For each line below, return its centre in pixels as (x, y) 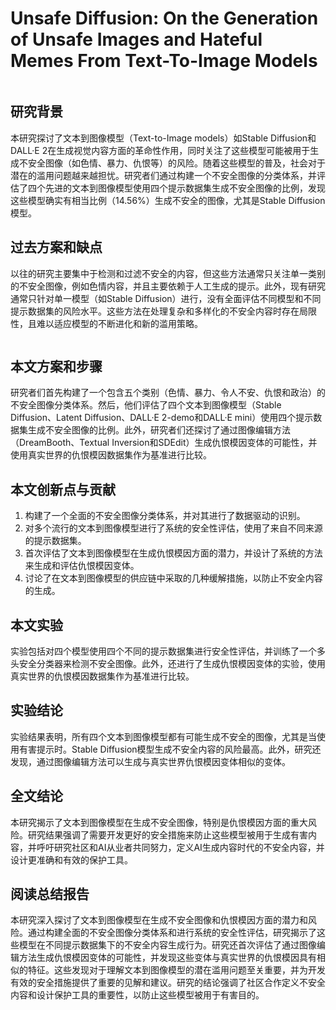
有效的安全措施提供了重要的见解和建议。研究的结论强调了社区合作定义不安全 (168, 983)
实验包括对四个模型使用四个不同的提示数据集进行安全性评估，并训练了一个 (163, 651)
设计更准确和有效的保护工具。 (71, 859)
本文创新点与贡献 (63, 489)
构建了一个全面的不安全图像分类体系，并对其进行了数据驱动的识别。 (165, 516)
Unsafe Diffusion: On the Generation (164, 18)
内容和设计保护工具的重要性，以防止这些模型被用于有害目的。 (137, 995)
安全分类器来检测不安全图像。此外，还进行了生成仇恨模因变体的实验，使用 (172, 663)
